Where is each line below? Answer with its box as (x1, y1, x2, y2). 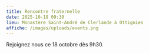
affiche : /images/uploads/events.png (6, 25, 99, 31)
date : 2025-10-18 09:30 (6, 14, 65, 20)
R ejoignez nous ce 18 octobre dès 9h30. (6, 41, 104, 48)
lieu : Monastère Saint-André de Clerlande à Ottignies (6, 19, 144, 25)
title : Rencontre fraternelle (6, 8, 81, 15)
